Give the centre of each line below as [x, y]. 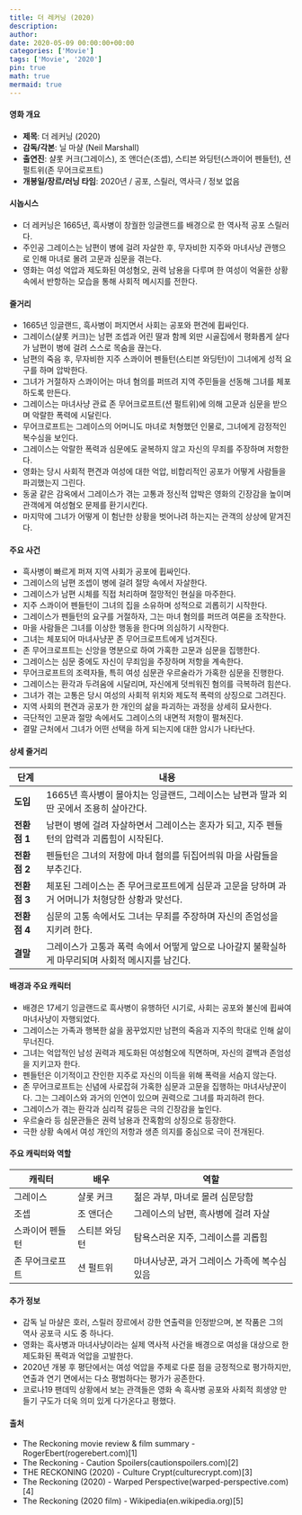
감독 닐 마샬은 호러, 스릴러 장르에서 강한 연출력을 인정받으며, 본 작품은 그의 [153, 1322]
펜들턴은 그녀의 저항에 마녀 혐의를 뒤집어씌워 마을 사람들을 [162, 856]
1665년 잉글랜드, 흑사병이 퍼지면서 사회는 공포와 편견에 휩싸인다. [135, 326]
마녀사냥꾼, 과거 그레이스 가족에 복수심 [210, 1261]
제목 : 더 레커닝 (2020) [61, 136]
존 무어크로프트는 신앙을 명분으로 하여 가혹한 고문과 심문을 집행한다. [141, 650]
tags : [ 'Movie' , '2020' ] [56, 59]
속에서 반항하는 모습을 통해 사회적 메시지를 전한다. [110, 282]
